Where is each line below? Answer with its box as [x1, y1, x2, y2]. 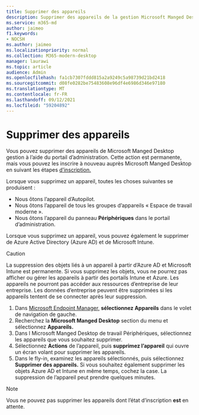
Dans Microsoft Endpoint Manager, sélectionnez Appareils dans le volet [14, 305, 191, 312]
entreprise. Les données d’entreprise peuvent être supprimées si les [6, 287, 173, 294]
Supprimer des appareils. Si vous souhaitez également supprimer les [14, 361, 185, 368]
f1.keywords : [6, 31, 38, 37]
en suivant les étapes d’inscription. [6, 167, 91, 174]
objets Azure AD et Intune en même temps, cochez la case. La [14, 368, 167, 375]
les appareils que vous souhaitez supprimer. [14, 336, 123, 343]
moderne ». [14, 208, 43, 215]
